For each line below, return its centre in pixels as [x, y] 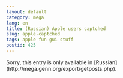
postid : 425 [21, 46]
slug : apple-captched [33, 34]
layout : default [26, 12]
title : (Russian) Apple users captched [56, 28]
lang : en [17, 23]
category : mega [25, 17]
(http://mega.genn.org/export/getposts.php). [61, 68]
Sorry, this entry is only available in [49, 62]
